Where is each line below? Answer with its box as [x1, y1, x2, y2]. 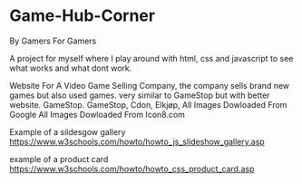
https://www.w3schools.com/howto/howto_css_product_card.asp [9, 163, 255, 174]
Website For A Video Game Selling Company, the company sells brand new [9, 80, 290, 91]
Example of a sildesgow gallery [9, 126, 126, 137]
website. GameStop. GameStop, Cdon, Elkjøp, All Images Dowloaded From [9, 99, 287, 110]
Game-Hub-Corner [9, 5, 156, 26]
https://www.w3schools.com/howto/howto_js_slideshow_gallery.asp [9, 136, 265, 147]
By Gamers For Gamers [9, 35, 97, 46]
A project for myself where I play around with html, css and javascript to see [9, 53, 294, 63]
